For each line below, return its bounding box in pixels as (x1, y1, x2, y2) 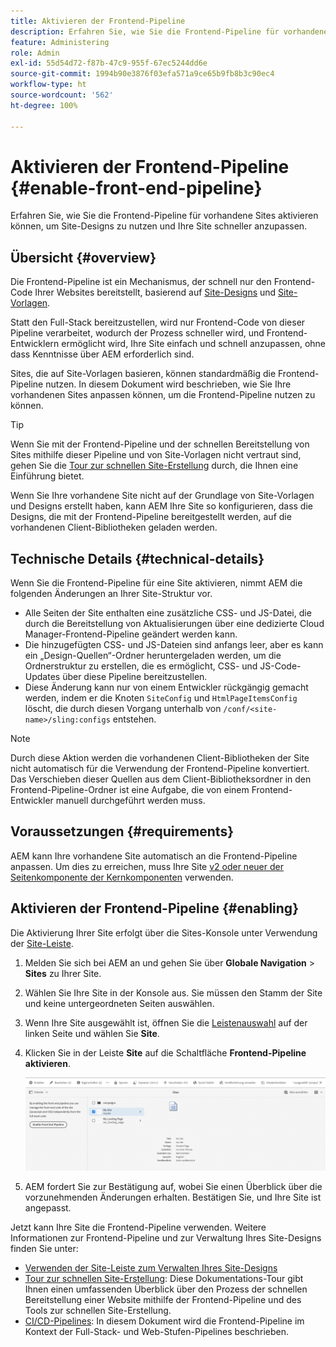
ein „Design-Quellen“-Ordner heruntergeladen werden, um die (24, 650, 282, 662)
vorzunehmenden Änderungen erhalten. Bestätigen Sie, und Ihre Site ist (24, 1191, 322, 1203)
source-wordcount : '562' (10, 90, 114, 100)
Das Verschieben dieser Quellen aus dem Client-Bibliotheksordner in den (10, 773, 312, 785)
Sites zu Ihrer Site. (24, 967, 102, 979)
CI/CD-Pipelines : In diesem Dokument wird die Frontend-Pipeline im (24, 1315, 305, 1327)
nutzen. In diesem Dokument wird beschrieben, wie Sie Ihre (45, 378, 292, 390)
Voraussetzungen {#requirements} (10, 823, 234, 840)
